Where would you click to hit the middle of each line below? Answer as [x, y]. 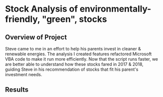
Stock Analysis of [41, 9]
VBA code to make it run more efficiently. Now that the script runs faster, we [82, 59]
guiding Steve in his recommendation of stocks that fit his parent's [72, 69]
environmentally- [115, 9]
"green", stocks [74, 19]
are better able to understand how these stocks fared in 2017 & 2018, [74, 64]
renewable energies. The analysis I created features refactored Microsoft [79, 54]
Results [17, 90]
